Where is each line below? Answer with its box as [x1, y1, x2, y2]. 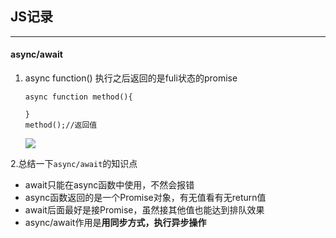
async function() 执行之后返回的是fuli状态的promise [24, 72, 238, 84]
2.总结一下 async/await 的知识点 [10, 158, 138, 170]
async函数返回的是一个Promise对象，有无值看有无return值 [24, 192, 267, 204]
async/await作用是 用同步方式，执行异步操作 [24, 217, 207, 229]
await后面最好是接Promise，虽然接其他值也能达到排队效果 [24, 204, 265, 216]
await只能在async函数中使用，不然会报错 [24, 179, 195, 191]
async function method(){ [24, 92, 133, 102]
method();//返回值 [24, 120, 98, 131]
